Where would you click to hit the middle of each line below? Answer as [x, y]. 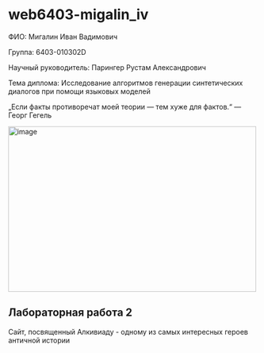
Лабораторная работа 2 [71, 313]
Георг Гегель [30, 115]
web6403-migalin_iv [78, 15]
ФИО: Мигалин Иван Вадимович [63, 37]
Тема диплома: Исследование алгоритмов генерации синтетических [126, 83]
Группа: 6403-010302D [47, 52]
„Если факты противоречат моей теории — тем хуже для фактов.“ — [125, 107]
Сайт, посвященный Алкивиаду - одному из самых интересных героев [128, 332]
